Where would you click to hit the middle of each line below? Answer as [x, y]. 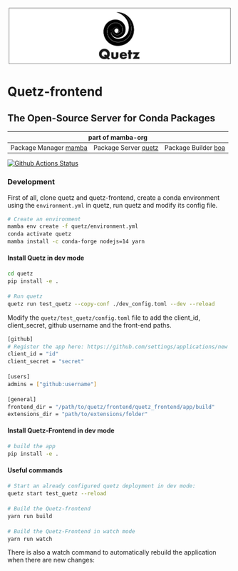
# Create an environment [44, 219]
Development [31, 182]
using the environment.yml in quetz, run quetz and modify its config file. [113, 205]
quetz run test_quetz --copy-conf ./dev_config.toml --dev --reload [111, 304]
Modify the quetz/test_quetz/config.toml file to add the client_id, [104, 318]
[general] [22, 399]
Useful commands [35, 470]
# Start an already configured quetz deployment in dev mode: [102, 486]
